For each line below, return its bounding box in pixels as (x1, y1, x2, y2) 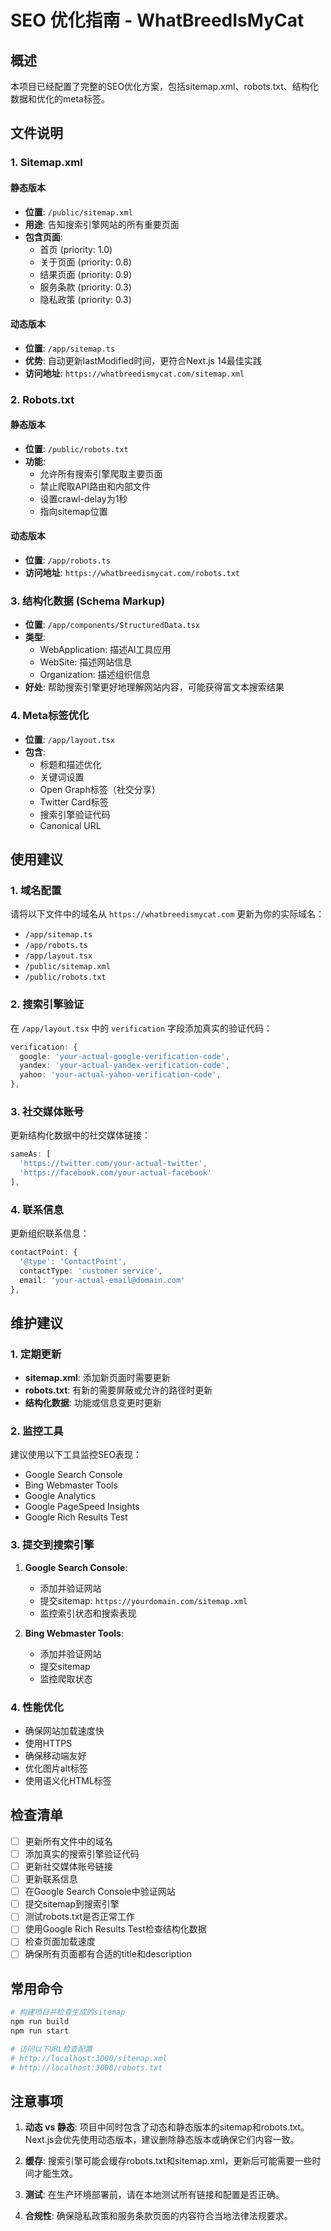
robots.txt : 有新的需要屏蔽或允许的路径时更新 (24, 1384, 213, 1396)
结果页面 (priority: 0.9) (39, 268, 133, 280)
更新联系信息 (24, 1873, 78, 1885)
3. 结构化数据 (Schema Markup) (10, 594, 166, 608)
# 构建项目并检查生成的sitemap (10, 2007, 126, 2018)
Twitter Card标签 (39, 796, 109, 808)
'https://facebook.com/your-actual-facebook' (19, 1168, 213, 1178)
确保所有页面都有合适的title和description (24, 1948, 193, 1960)
